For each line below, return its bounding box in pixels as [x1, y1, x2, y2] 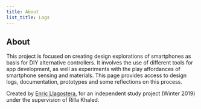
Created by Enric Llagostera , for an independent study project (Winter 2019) [6, 90, 196, 97]
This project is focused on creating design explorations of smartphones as [6, 52, 191, 60]
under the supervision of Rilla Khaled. [6, 96, 100, 104]
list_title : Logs [6, 14, 50, 20]
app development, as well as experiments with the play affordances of [6, 66, 181, 73]
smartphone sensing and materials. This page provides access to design [6, 72, 187, 79]
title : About [6, 8, 39, 15]
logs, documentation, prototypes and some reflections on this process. [6, 78, 183, 86]
